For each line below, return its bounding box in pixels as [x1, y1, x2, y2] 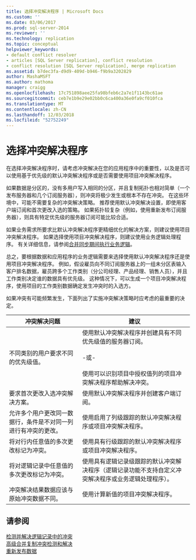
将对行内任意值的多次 [9, 438, 68, 446]
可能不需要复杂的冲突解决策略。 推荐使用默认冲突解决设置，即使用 [21, 199, 181, 206]
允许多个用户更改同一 [9, 409, 68, 417]
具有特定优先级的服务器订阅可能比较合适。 [29, 214, 131, 221]
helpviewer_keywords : [6, 47, 59, 53]
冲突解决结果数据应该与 [9, 486, 74, 494]
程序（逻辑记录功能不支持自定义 [87, 466, 176, 474]
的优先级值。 [9, 358, 45, 366]
